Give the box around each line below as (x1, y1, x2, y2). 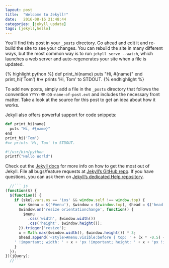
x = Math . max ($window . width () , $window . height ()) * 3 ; (18, 230, 136, 235)
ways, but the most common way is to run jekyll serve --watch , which (5, 51, 153, 57)
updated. (5, 61, 24, 67)
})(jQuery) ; (5, 253, 30, 259)
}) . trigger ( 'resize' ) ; (18, 226, 66, 231)
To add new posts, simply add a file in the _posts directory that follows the (5, 86, 159, 92)
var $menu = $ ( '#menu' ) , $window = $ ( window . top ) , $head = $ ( (18, 202, 152, 207)
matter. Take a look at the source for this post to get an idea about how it (5, 97, 156, 103)
